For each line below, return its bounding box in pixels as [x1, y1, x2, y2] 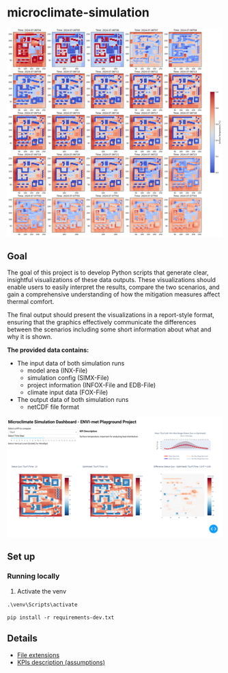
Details [7, 633, 38, 644]
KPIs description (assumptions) [16, 658, 106, 666]
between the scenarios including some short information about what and [7, 325, 212, 333]
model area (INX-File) [27, 366, 88, 374]
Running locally [7, 572, 60, 581]
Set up [7, 551, 35, 563]
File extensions [16, 650, 60, 659]
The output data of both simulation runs [16, 396, 129, 403]
